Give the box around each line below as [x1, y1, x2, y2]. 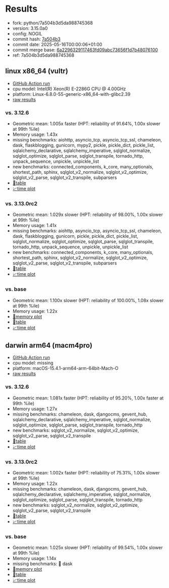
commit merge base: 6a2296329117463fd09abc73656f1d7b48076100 [12, 47, 158, 53]
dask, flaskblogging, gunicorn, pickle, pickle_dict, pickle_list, [12, 233, 139, 239]
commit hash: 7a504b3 [12, 36, 61, 42]
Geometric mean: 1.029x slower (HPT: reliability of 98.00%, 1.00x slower [12, 211, 163, 218]
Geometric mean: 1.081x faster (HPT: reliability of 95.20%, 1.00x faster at [12, 395, 164, 401]
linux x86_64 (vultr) [5, 67, 68, 76]
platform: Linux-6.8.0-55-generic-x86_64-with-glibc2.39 [12, 91, 131, 97]
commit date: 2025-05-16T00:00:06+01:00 [12, 41, 102, 47]
